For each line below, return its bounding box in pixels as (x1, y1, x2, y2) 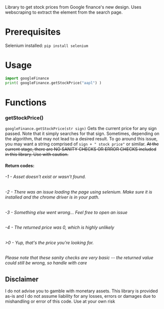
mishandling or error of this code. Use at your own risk (5, 298, 116, 305)
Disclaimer (5, 275, 39, 283)
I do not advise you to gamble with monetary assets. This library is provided (5, 288, 158, 294)
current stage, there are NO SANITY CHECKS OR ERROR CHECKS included (5, 146, 157, 152)
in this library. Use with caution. (5, 152, 69, 157)
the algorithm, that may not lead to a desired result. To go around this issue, (5, 136, 158, 142)
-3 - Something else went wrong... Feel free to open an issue (5, 209, 128, 215)
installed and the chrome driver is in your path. (5, 194, 99, 200)
